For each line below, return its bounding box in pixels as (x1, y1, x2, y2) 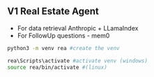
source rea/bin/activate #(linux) (7, 64, 108, 71)
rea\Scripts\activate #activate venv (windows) (7, 57, 148, 65)
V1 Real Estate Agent (7, 6, 100, 17)
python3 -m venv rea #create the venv (7, 44, 120, 51)
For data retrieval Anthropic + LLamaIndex (17, 24, 139, 32)
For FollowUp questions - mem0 (17, 31, 110, 40)
